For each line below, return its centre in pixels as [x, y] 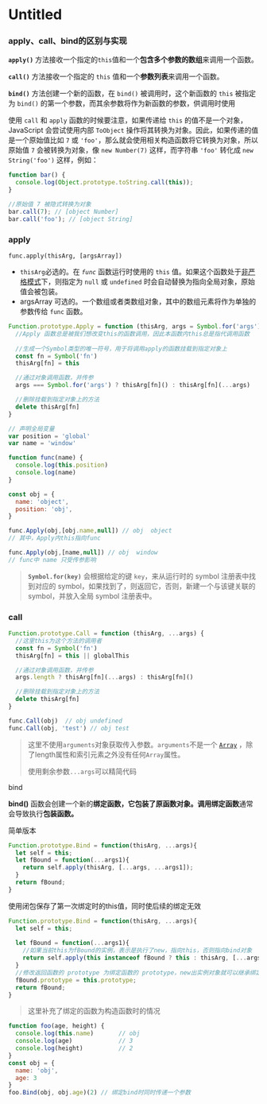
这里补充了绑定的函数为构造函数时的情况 [94, 1011]
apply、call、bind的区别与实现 [68, 41]
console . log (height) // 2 [74, 1048]
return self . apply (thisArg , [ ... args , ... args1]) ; [108, 868]
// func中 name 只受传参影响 [52, 560]
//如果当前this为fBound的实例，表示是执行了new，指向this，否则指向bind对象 [137, 951]
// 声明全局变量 [31, 428]
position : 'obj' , [44, 509]
